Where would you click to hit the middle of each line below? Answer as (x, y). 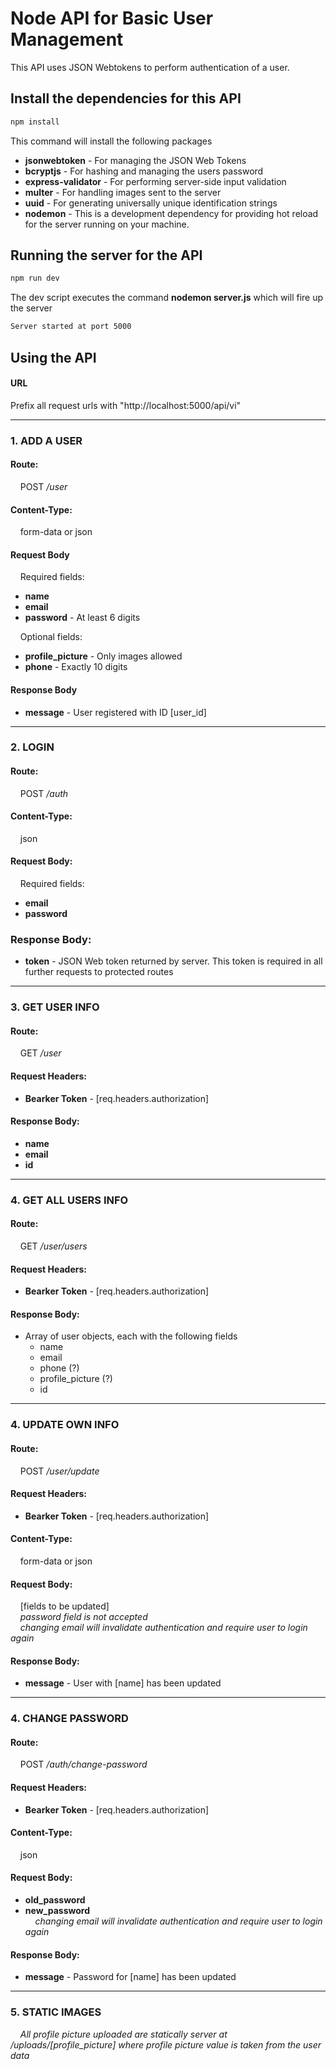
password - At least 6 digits (82, 618)
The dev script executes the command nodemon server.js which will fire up (167, 298)
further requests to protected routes (99, 972)
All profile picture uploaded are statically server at (123, 2034)
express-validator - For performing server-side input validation (155, 181)
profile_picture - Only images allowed (103, 656)
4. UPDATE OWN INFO (65, 1425)
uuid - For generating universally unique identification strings (151, 203)
